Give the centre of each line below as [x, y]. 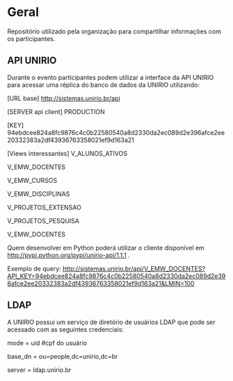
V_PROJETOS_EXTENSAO [44, 207]
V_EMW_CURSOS [32, 180]
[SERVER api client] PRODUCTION [56, 111]
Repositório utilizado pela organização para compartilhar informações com [114, 31]
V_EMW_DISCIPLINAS [39, 194]
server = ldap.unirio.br [39, 370]
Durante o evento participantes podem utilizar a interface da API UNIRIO [111, 77]
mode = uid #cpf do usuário [47, 343]
